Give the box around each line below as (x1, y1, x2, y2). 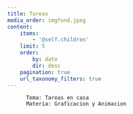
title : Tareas (7, 10, 49, 17)
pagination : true (20, 69, 71, 76)
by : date (32, 56, 58, 63)
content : (7, 23, 33, 30)
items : (20, 29, 39, 37)
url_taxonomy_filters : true (20, 75, 101, 83)
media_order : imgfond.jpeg (7, 17, 86, 24)
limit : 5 (20, 43, 45, 50)
